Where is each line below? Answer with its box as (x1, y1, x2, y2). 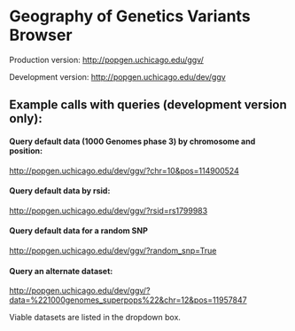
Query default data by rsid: (9, 185, 111, 196)
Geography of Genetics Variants (9, 6, 251, 27)
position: (9, 145, 43, 156)
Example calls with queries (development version (9, 98, 288, 113)
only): (9, 111, 43, 126)
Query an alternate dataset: (9, 265, 113, 276)
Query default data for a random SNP (9, 225, 149, 236)
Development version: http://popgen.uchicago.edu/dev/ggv (9, 71, 226, 82)
